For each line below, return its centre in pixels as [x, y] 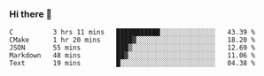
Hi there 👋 [31, 14]
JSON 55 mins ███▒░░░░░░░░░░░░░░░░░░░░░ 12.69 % [132, 48]
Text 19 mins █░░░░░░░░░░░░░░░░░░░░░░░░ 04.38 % [132, 64]
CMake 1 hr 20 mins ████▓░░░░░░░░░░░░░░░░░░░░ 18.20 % [132, 40]
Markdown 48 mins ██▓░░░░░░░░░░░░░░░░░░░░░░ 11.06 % [132, 56]
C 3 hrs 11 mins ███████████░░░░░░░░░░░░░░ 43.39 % [132, 33]
